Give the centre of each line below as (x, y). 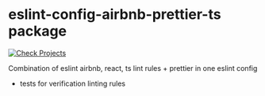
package (38, 31)
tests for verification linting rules (72, 83)
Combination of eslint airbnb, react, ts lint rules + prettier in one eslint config (133, 68)
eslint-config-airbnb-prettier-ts (115, 15)
